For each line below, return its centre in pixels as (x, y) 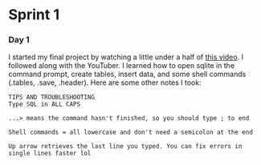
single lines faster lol (50, 154)
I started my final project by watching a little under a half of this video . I (126, 57)
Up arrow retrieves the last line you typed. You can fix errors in (125, 147)
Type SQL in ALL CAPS (45, 105)
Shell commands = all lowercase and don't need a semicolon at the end (130, 133)
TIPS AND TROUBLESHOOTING (51, 98)
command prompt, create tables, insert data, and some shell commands (127, 74)
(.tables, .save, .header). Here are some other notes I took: (105, 82)
